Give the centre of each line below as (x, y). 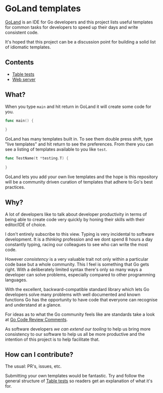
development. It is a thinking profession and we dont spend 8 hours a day (79, 239)
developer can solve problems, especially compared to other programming (80, 274)
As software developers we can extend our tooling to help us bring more (78, 329)
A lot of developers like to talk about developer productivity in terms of (76, 214)
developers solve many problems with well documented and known (73, 294)
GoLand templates (43, 9)
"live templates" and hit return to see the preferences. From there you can (79, 144)
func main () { (20, 121)
